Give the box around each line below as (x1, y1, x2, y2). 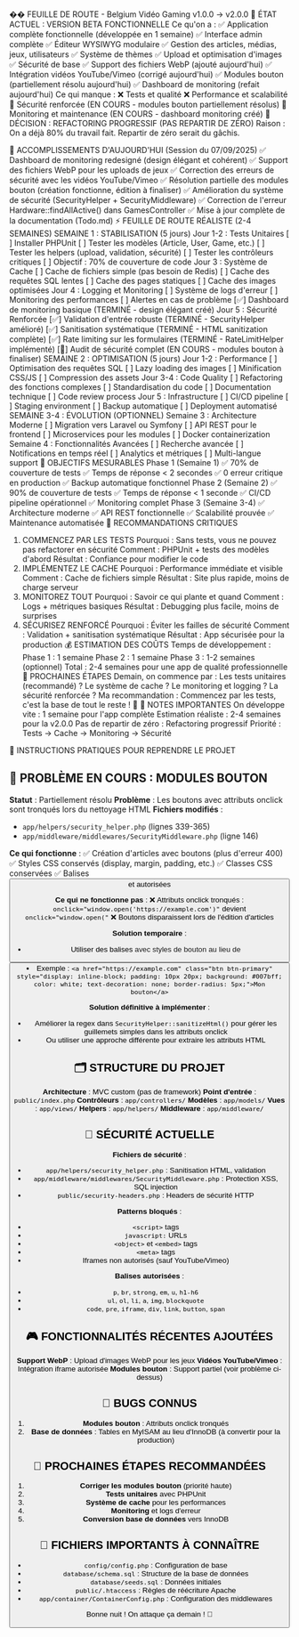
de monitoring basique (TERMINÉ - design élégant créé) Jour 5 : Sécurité (9, 304, 278, 315)
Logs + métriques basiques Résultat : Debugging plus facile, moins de (21, 601, 279, 612)
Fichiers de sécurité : (112, 1149, 187, 1159)
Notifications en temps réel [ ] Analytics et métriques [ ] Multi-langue (9, 448, 262, 458)
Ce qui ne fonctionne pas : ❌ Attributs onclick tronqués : (54, 895, 245, 905)
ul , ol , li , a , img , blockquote (107, 1295, 205, 1305)
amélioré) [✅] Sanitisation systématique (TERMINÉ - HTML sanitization (9, 324, 269, 334)
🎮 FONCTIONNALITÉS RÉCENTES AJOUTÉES (25, 1329, 274, 1343)
